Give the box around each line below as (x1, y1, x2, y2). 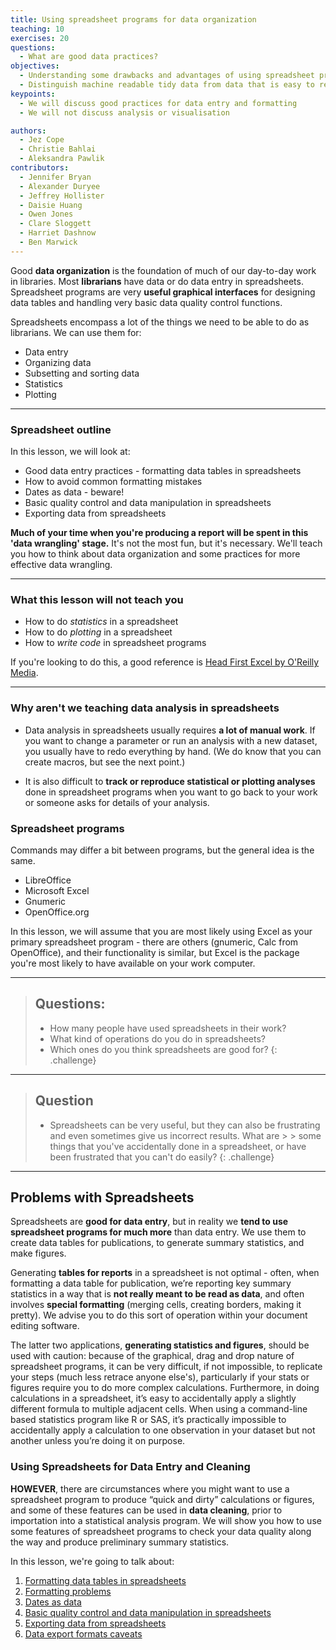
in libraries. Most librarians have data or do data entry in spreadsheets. (10, 275, 304, 287)
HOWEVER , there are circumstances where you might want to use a (10, 1482, 290, 1495)
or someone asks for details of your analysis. (24, 796, 210, 808)
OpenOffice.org (24, 906, 90, 918)
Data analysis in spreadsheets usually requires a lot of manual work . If (24, 724, 316, 736)
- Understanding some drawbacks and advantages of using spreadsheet (19, 71, 315, 81)
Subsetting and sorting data (24, 367, 140, 379)
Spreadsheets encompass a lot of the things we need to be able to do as (10, 316, 310, 328)
